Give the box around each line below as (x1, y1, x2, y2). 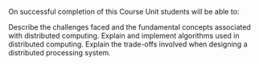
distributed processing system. (8, 48, 111, 57)
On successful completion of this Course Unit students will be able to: (8, 7, 240, 16)
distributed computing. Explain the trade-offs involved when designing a (8, 39, 248, 49)
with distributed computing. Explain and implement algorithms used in (8, 31, 240, 40)
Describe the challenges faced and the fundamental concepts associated (8, 22, 251, 31)
